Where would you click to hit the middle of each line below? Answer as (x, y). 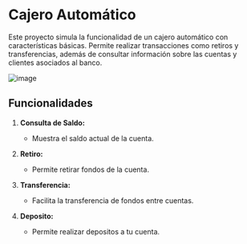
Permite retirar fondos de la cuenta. (91, 169)
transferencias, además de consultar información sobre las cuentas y (123, 54)
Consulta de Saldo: (53, 123)
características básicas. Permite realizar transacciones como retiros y (123, 45)
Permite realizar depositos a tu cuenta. (96, 231)
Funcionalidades (51, 103)
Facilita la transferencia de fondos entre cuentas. (113, 200)
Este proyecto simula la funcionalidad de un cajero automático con (118, 37)
